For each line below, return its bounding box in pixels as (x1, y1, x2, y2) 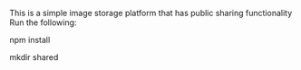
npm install (9, 35, 51, 45)
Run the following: (9, 17, 77, 28)
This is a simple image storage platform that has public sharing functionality (9, 8, 293, 18)
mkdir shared (9, 52, 59, 62)
